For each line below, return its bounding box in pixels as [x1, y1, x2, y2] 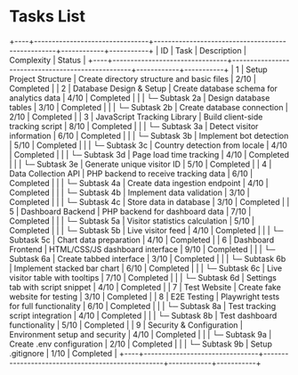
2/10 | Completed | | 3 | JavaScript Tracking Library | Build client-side [9, 111, 263, 122]
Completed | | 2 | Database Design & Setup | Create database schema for [9, 83, 278, 94]
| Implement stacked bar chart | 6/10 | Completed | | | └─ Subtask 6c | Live [9, 263, 283, 273]
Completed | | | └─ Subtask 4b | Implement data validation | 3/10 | [9, 187, 251, 198]
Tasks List [9, 6, 86, 27]
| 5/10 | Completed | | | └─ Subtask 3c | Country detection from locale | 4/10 [9, 140, 287, 151]
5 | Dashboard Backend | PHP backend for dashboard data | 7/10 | [9, 206, 252, 216]
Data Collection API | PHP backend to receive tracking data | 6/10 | [9, 167, 254, 179]
